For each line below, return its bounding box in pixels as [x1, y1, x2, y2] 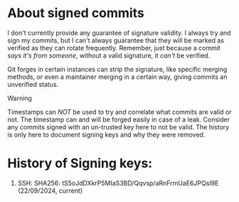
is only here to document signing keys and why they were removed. [7, 130, 206, 139]
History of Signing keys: [7, 155, 153, 171]
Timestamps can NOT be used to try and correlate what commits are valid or [7, 107, 232, 116]
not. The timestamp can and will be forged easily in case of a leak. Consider [7, 115, 230, 124]
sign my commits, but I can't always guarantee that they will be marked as [7, 36, 224, 44]
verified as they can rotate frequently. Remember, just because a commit [7, 43, 221, 52]
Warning [7, 94, 32, 102]
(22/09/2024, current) [17, 186, 83, 195]
